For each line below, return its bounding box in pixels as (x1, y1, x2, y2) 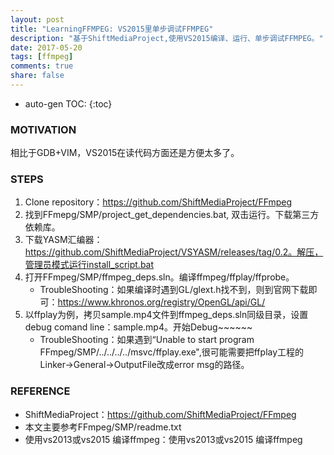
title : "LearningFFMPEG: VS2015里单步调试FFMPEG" (10, 24, 214, 34)
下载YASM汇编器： (24, 234, 103, 246)
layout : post (10, 14, 65, 25)
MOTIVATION (10, 122, 77, 136)
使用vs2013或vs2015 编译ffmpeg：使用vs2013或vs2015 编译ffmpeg (24, 433, 303, 445)
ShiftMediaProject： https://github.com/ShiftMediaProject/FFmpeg (24, 408, 297, 420)
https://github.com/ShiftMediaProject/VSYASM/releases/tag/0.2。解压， (24, 246, 324, 258)
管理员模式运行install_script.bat (24, 259, 155, 271)
